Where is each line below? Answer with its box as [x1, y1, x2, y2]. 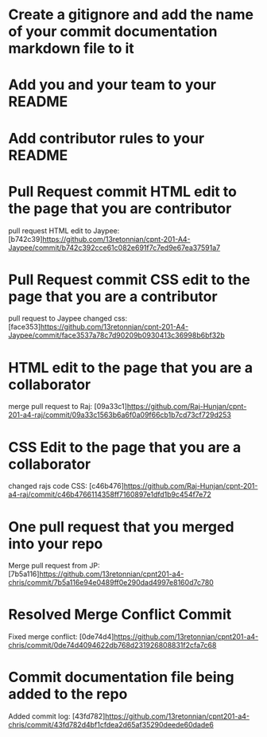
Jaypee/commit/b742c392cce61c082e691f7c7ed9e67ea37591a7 [8, 243, 221, 252]
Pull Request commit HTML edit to [8, 182, 237, 201]
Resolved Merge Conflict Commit [8, 606, 232, 624]
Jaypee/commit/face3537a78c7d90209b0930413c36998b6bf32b [8, 330, 225, 340]
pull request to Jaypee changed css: [8, 314, 128, 323]
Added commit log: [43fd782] [8, 712, 106, 721]
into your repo [8, 535, 103, 552]
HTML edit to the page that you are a [8, 358, 253, 376]
